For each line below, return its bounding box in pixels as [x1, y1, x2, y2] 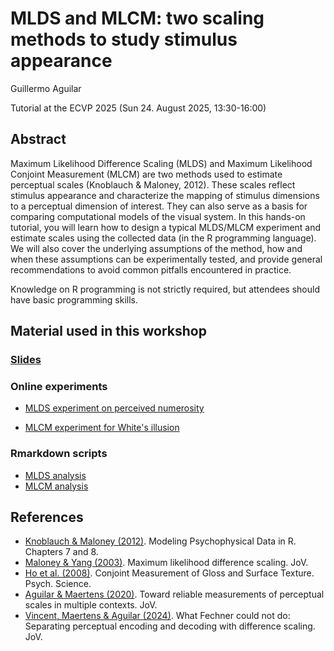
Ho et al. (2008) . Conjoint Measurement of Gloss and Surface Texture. [24, 567, 315, 579]
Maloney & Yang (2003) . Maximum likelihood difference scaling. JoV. [24, 557, 309, 569]
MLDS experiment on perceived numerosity [24, 402, 205, 414]
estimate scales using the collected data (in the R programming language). [10, 232, 317, 244]
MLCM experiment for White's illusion [24, 422, 180, 434]
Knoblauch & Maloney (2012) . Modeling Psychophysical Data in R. [24, 535, 297, 547]
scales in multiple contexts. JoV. [24, 599, 158, 611]
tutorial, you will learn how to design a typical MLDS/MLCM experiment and [10, 221, 322, 233]
